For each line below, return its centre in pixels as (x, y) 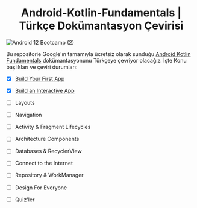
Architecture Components (47, 139)
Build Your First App (40, 78)
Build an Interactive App (45, 91)
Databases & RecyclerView (48, 151)
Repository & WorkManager (49, 175)
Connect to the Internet (44, 163)
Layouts (25, 103)
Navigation (28, 115)
